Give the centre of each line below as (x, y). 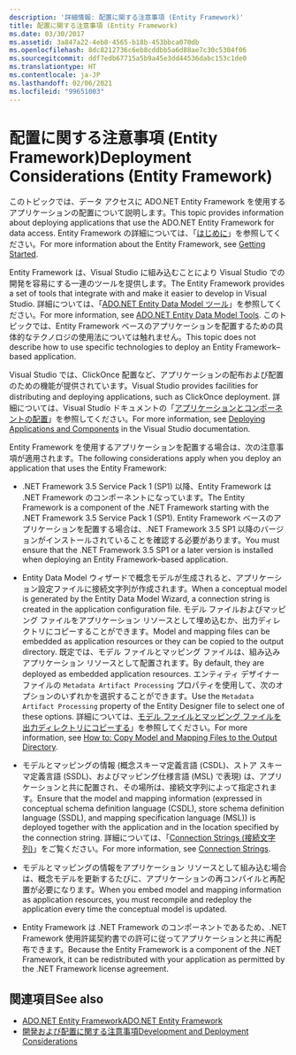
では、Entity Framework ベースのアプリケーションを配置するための (154, 326)
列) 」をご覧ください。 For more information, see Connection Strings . (146, 849)
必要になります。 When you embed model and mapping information (159, 889)
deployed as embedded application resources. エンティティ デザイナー (151, 674)
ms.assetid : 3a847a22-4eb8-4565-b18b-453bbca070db (104, 42)
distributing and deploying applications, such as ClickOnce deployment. (140, 397)
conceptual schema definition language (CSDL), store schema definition (153, 809)
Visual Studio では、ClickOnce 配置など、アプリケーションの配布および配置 (147, 375)
